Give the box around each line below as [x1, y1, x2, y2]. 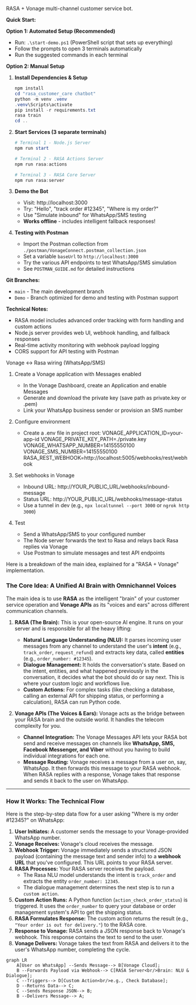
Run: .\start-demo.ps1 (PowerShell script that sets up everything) [14, 39, 173, 46]
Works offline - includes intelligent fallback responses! [23, 218, 156, 225]
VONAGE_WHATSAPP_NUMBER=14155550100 [23, 442, 135, 449]
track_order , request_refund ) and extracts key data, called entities [23, 649, 184, 656]
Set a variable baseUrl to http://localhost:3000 [23, 253, 139, 260]
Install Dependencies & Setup [14, 74, 88, 81]
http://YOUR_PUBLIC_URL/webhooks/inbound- [57, 483, 170, 490]
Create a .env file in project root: [23, 429, 101, 436]
